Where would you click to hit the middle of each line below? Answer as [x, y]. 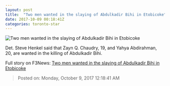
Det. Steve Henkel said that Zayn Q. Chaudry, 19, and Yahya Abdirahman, [81, 48]
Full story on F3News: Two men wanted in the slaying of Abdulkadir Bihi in [82, 63]
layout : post [19, 10]
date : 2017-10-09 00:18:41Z [35, 19]
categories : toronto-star [32, 24]
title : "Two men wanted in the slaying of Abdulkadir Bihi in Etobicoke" [86, 15]
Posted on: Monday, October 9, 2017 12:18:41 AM [69, 78]
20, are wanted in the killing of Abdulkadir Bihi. [54, 53]
